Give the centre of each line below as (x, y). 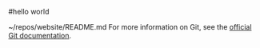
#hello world (29, 12)
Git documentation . (40, 36)
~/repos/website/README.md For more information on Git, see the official (130, 27)
